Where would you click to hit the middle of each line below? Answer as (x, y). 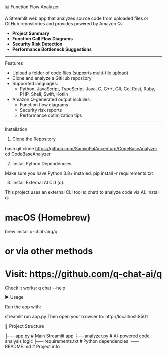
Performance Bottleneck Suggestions (52, 49)
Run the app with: (23, 307)
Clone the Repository (34, 139)
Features (14, 63)
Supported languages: (35, 84)
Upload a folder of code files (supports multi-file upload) (70, 73)
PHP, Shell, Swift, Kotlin (44, 94)
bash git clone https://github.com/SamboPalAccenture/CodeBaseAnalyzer (81, 148)
